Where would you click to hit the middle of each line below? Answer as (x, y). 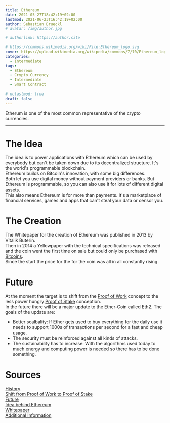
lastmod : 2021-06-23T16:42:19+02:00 (44, 19)
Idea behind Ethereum (28, 405)
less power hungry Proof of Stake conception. (53, 302)
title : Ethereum (22, 10)
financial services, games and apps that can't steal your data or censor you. (84, 201)
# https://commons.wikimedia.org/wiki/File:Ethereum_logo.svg (72, 47)
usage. (20, 333)
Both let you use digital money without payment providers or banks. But (80, 179)
